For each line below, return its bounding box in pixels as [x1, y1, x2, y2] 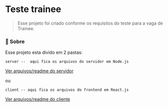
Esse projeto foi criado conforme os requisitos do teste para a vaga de [17, 20, 163, 26]
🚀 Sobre [5, 38, 25, 45]
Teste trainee [5, 4, 62, 15]
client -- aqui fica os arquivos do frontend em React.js [5, 87, 129, 92]
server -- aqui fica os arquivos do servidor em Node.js [5, 59, 129, 64]
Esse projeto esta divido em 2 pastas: [5, 49, 83, 56]
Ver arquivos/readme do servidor [5, 68, 74, 74]
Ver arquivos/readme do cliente [5, 96, 70, 102]
